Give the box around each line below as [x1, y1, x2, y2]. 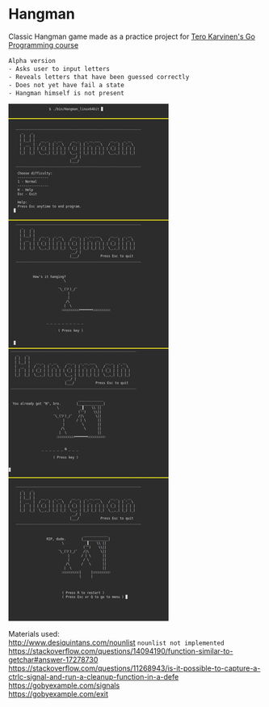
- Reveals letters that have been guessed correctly [8, 73, 190, 81]
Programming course [8, 40, 79, 49]
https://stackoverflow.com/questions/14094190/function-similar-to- [8, 646, 233, 655]
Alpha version [8, 57, 57, 65]
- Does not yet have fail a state [8, 81, 125, 89]
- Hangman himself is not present [8, 89, 125, 97]
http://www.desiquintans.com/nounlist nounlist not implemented [8, 638, 225, 647]
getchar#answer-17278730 [8, 654, 99, 664]
